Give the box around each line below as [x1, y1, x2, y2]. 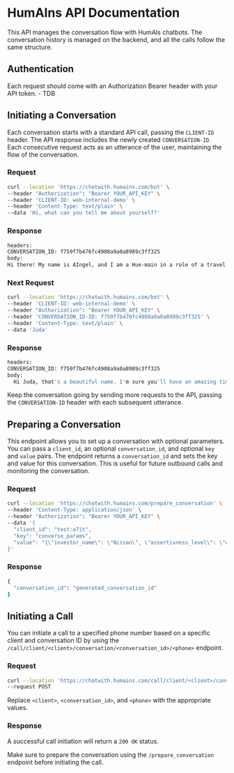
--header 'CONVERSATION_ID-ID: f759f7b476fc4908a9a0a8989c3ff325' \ [7, 313, 210, 320]
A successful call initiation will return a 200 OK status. [7, 737, 159, 745]
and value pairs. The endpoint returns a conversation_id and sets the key [7, 452, 218, 461]
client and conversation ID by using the [7, 636, 120, 644]
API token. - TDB [7, 89, 56, 97]
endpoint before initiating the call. [7, 758, 104, 766]
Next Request [7, 277, 54, 287]
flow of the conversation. [7, 150, 79, 159]
